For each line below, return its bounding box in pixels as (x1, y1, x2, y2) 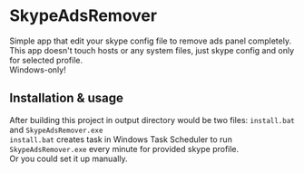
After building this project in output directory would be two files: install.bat (9, 114, 295, 125)
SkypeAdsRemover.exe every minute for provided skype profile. (9, 143, 240, 154)
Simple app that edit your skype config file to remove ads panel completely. (9, 35, 292, 46)
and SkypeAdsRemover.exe (9, 124, 103, 135)
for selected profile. (9, 54, 83, 65)
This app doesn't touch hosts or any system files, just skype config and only (9, 44, 295, 55)
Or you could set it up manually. (9, 153, 129, 164)
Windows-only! (9, 64, 66, 75)
